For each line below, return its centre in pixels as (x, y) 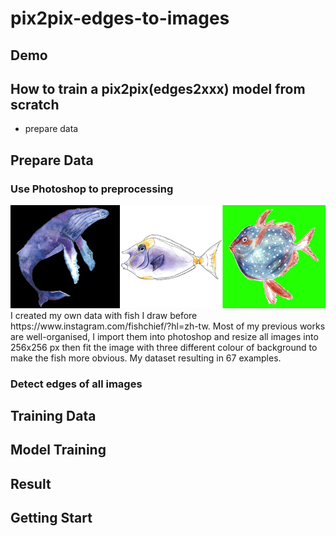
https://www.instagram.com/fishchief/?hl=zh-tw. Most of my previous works (168, 326)
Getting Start (51, 518)
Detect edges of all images (76, 384)
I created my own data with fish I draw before (104, 315)
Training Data (53, 415)
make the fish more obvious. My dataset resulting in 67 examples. (146, 358)
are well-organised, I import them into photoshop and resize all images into (164, 336)
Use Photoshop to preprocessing (92, 189)
